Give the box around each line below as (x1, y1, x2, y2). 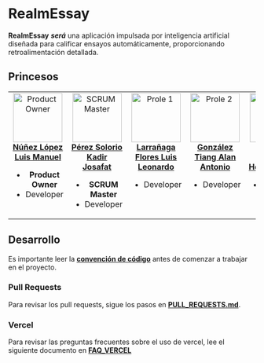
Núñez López (13, 141, 64, 152)
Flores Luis (134, 151, 178, 162)
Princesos (8, 70, 59, 83)
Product (28, 169, 60, 180)
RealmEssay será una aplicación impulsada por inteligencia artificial (8, 31, 230, 40)
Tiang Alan (194, 151, 236, 162)
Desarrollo (8, 233, 60, 247)
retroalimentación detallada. (8, 47, 99, 57)
